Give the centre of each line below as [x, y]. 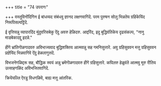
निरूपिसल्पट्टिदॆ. [17, 22]
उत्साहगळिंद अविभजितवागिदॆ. [27, 68]
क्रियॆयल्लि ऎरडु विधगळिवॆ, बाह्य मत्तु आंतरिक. [39, 78]
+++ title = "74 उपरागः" [27, 7]
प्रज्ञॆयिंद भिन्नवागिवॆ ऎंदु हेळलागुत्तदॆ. [30, 53]
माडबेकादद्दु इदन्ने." [19, 38]
